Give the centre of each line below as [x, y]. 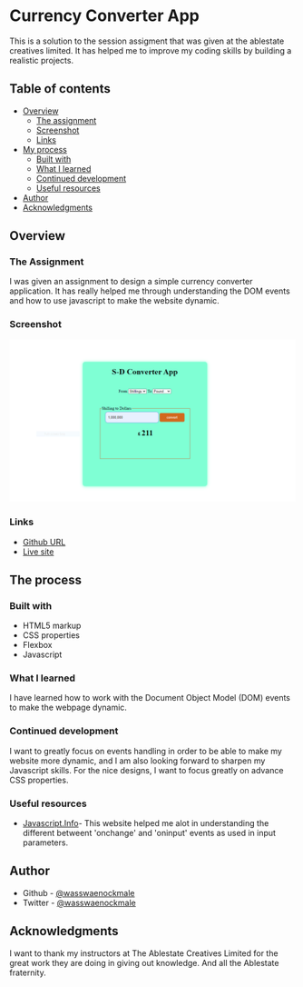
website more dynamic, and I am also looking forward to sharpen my [137, 761]
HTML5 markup [52, 626]
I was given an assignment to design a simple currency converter [131, 282]
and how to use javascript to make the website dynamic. [114, 301]
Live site [38, 552]
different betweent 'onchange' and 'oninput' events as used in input [149, 833]
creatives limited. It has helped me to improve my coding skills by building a [151, 50]
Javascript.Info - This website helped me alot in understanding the [146, 823]
